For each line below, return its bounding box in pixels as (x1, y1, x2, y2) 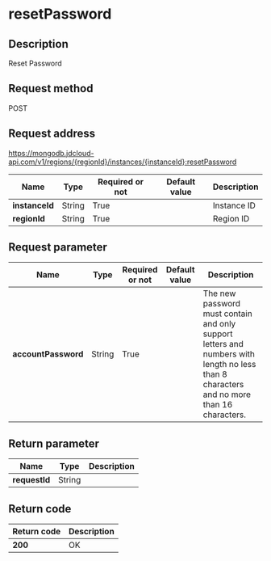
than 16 (202, 399, 233, 411)
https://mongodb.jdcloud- (8, 148, 94, 158)
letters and (202, 339, 244, 350)
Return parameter (8, 437, 99, 450)
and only (202, 318, 236, 330)
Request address (8, 127, 96, 141)
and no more (202, 389, 252, 400)
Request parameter (8, 240, 107, 255)
